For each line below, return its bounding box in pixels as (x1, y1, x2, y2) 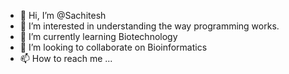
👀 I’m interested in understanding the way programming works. (19, 20, 280, 32)
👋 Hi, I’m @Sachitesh (19, 10, 107, 21)
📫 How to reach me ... (19, 53, 113, 64)
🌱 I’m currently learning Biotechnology (19, 31, 178, 42)
